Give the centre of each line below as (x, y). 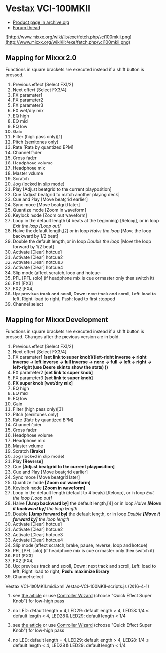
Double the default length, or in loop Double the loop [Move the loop (82, 241)
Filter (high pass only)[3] (38, 409)
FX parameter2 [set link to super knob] (53, 372)
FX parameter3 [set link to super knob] (53, 378)
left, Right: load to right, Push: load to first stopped (64, 299)
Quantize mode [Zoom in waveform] (50, 210)
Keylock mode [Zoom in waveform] (49, 488)
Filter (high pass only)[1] (37, 136)
